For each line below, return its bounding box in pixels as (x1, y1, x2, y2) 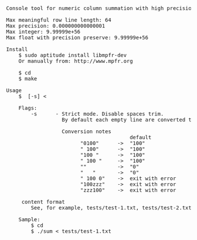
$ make (18, 76, 38, 82)
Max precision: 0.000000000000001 (6, 23, 106, 29)
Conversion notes (61, 129, 111, 134)
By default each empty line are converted (61, 117, 186, 123)
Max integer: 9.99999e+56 (6, 29, 81, 35)
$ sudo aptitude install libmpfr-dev (18, 52, 127, 58)
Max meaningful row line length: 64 (6, 17, 111, 23)
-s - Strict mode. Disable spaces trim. (30, 111, 164, 117)
